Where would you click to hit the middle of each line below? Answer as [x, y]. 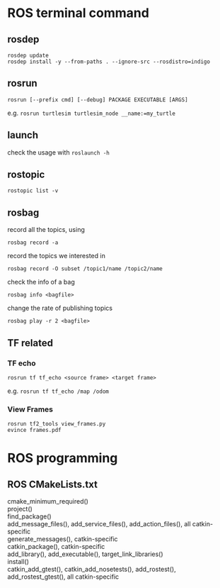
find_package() [29, 516]
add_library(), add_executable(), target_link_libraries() [86, 554]
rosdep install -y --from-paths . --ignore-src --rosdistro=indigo [109, 62]
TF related [30, 343]
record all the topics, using [46, 230]
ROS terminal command [79, 13]
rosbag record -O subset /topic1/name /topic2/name [85, 269]
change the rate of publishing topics [60, 308]
